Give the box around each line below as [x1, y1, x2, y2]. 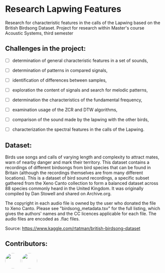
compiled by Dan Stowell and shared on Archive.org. [5, 191, 112, 197]
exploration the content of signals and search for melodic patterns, [12, 87, 148, 93]
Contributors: [5, 240, 48, 248]
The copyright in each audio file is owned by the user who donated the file [5, 200, 156, 206]
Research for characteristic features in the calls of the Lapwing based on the [5, 20, 161, 26]
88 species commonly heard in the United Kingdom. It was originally [5, 185, 144, 191]
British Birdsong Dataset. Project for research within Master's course [5, 25, 144, 30]
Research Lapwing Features [5, 3, 122, 15]
